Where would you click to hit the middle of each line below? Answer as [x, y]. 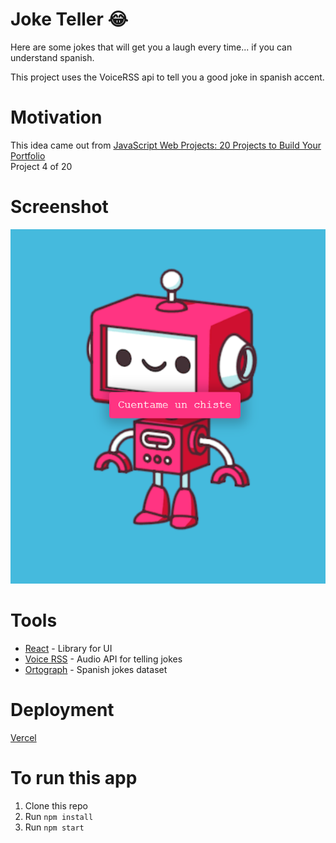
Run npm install [59, 816]
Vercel [23, 737]
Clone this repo [56, 805]
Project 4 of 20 [41, 166]
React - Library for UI [68, 648]
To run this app [74, 777]
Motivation [56, 117]
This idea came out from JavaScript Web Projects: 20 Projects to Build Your [166, 145]
